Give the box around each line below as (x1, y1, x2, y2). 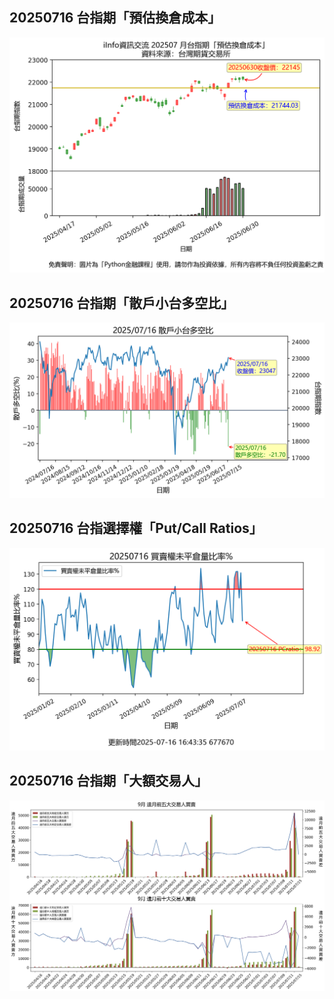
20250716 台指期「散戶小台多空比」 (9, 294, 235, 312)
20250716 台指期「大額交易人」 (9, 773, 209, 790)
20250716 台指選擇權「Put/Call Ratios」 (9, 520, 263, 537)
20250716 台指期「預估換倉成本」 (9, 9, 222, 27)
